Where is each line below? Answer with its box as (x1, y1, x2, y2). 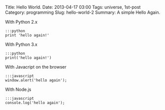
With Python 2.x (5, 19, 38, 25)
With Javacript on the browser (5, 64, 66, 70)
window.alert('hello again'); (5, 78, 67, 83)
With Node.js (5, 86, 32, 92)
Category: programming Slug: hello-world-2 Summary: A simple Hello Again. (5, 9, 161, 15)
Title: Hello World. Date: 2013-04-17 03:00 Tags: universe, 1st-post (5, 4, 141, 10)
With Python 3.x (5, 41, 38, 47)
